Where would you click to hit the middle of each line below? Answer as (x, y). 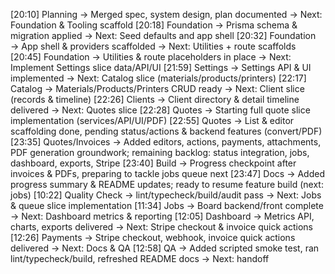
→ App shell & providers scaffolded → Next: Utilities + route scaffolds (153, 46)
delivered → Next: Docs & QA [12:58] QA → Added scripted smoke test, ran (165, 248)
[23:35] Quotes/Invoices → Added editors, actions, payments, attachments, (166, 142)
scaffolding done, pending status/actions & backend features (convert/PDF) (166, 131)
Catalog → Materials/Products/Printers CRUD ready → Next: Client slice (157, 88)
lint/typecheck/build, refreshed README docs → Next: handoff (140, 258)
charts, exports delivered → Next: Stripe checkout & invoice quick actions (161, 227)
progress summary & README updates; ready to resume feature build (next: (167, 184)
